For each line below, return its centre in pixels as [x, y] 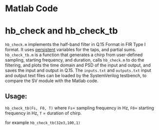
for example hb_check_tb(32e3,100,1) [43, 122]
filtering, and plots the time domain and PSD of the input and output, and [78, 65]
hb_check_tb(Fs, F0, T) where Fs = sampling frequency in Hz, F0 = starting [80, 108]
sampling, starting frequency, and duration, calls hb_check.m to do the [75, 60]
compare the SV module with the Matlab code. [52, 81]
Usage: [16, 96]
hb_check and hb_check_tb [61, 31]
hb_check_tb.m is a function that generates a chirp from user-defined [74, 55]
